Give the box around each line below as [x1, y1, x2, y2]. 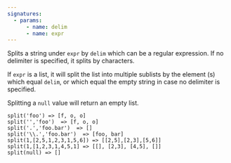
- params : [13, 17, 42, 24]
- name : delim [25, 23, 68, 30]
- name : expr [25, 30, 65, 37]
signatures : [7, 10, 42, 18]
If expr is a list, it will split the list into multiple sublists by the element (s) [7, 70, 216, 79]
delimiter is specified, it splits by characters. [7, 57, 135, 65]
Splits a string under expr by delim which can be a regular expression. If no [7, 49, 224, 58]
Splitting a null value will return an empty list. [7, 99, 139, 107]
